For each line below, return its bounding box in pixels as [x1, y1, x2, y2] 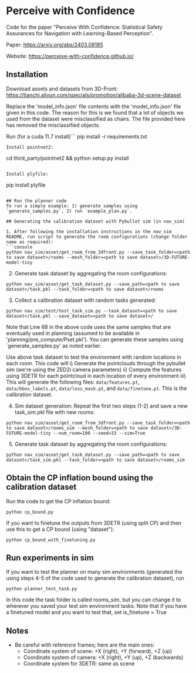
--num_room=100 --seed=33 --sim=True [53, 430, 146, 436]
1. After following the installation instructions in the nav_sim [6, 228, 172, 234]
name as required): [6, 239, 54, 245]
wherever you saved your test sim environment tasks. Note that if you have [6, 603, 187, 610]
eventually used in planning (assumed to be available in [6, 329, 140, 337]
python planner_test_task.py [6, 586, 77, 592]
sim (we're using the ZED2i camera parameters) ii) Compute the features [6, 366, 182, 373]
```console [6, 244, 33, 250]
